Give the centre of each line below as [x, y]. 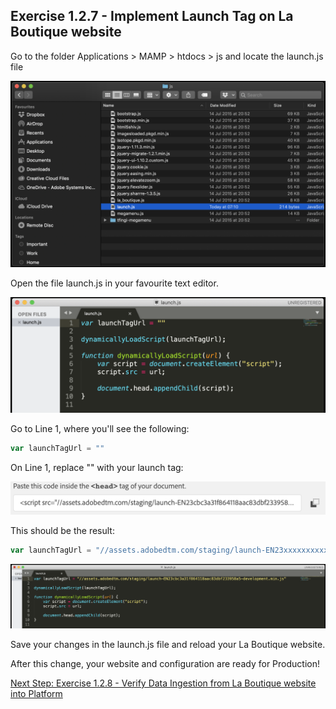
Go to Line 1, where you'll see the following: [100, 429]
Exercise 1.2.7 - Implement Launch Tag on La [152, 16]
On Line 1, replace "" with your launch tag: [97, 468]
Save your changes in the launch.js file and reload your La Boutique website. [168, 645]
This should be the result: [62, 530]
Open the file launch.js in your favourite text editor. [114, 283]
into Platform [36, 694]
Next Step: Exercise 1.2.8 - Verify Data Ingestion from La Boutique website [163, 683]
